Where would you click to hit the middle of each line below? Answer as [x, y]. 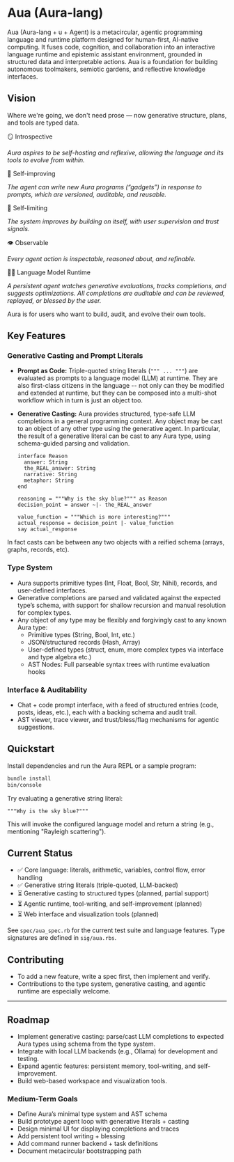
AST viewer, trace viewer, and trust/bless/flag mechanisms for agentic [118, 720]
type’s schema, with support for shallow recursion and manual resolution [122, 605]
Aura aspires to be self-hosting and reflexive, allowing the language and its [116, 152]
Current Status [40, 853]
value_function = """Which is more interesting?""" [94, 517]
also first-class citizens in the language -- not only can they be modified [121, 386]
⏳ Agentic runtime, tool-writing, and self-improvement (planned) [110, 904]
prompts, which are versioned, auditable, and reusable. [87, 194]
